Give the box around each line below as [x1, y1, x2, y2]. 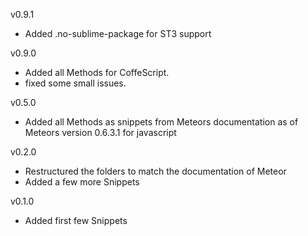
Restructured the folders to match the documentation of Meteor [24, 165, 287, 177]
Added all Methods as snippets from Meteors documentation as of [24, 116, 299, 128]
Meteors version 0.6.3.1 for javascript [24, 127, 177, 138]
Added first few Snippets [24, 215, 128, 226]
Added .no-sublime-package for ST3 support [24, 28, 212, 39]
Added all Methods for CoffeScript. [24, 67, 170, 78]
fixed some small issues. [24, 77, 127, 89]
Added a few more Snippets [24, 176, 140, 188]
